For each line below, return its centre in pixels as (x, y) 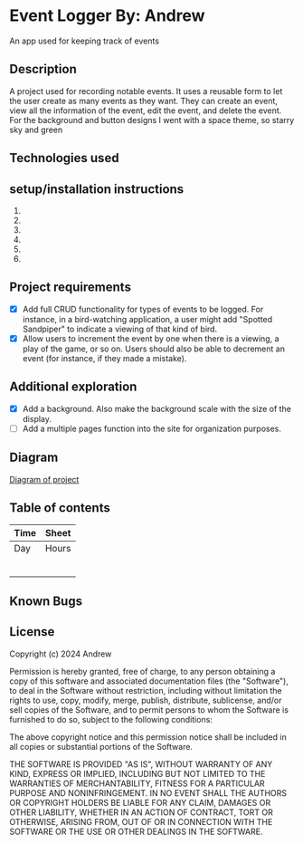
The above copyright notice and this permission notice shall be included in (148, 737)
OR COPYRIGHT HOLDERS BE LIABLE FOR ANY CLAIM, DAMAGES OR (140, 802)
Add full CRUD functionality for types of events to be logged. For (143, 309)
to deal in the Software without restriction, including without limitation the (146, 690)
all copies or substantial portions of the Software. (101, 746)
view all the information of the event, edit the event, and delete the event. (146, 110)
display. (37, 418)
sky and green (36, 129)
